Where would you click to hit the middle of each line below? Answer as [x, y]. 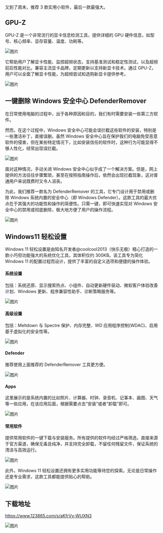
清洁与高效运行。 [22, 450]
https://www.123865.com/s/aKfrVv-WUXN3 [49, 516]
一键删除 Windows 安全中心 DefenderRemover [76, 101]
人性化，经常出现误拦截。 [35, 148]
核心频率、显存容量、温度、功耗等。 [49, 41]
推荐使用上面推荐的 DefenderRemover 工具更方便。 [56, 365]
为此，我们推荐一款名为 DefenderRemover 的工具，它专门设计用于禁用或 [78, 191]
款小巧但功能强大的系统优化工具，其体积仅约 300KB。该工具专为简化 [74, 255]
